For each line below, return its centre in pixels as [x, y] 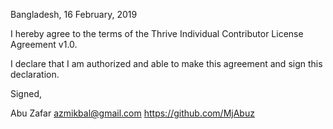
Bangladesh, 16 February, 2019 [74, 14]
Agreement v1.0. [44, 44]
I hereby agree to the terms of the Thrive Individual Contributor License [157, 33]
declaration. [35, 74]
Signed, [26, 93]
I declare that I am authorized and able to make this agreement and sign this [166, 63]
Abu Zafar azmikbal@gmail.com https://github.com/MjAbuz [132, 113]
